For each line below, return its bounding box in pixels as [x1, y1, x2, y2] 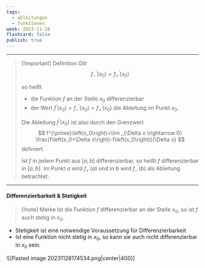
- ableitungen [12, 15, 48, 21]
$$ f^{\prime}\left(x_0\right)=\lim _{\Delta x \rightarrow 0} [38, 129, 182, 137]
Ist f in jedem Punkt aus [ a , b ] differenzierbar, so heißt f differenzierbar [21, 157, 199, 164]
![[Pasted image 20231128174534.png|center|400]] [6, 255, 135, 262]
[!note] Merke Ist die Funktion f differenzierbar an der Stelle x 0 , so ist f [21, 205, 198, 214]
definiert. [21, 146, 45, 153]
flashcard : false [6, 32, 51, 38]
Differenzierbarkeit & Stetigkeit [6, 192, 87, 200]
